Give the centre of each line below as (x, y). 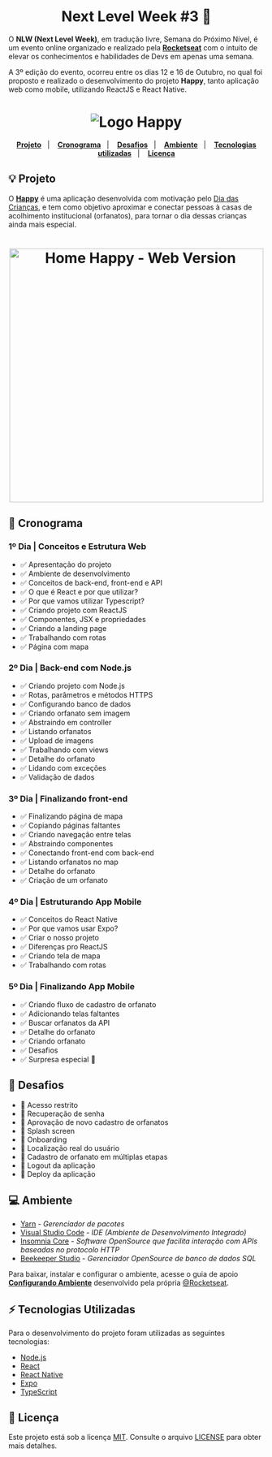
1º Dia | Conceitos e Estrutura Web (78, 547)
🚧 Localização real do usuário (70, 1148)
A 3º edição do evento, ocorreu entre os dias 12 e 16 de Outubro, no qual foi (136, 71)
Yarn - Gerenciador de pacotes (72, 1224)
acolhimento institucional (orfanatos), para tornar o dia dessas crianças (128, 215)
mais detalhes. (33, 1446)
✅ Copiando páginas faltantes (70, 826)
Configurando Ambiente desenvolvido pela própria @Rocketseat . (119, 1283)
